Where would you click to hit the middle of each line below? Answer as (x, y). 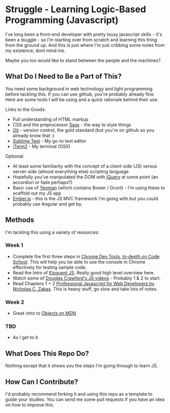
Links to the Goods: (26, 109)
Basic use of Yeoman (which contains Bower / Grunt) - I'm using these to (89, 187)
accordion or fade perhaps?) (42, 182)
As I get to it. (26, 338)
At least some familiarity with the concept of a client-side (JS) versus (85, 166)
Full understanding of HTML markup (50, 119)
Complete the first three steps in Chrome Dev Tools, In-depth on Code (86, 256)
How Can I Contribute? (42, 382)
